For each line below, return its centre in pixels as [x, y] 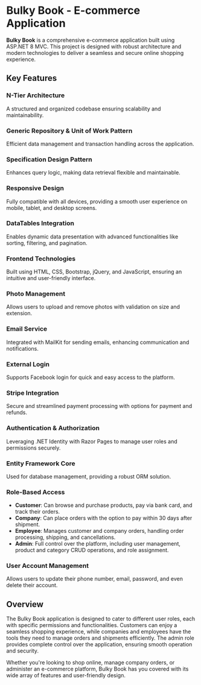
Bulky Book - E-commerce [73, 11]
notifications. [23, 348]
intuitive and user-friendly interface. [51, 278]
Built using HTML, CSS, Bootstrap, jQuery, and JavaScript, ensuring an [94, 272]
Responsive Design [35, 188]
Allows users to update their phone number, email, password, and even [94, 579]
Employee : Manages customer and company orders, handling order [99, 531]
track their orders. [37, 512]
